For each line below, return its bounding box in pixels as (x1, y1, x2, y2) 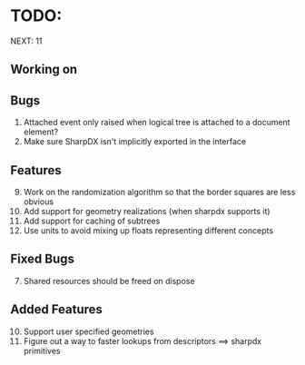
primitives (23, 345, 61, 356)
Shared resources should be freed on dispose (23, 275, 195, 286)
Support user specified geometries (23, 326, 154, 337)
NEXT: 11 (10, 35, 43, 46)
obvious (23, 196, 54, 207)
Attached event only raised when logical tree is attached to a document (23, 117, 290, 128)
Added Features (10, 301, 103, 318)
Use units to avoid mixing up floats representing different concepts (23, 224, 274, 236)
